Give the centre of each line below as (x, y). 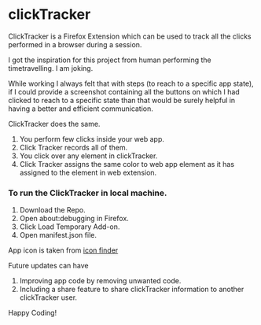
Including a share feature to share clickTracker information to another (132, 290)
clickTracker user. (48, 297)
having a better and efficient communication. (81, 109)
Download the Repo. (52, 210)
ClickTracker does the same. (54, 124)
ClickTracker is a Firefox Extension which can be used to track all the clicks (130, 36)
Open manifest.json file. (58, 235)
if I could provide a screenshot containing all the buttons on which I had (124, 91)
